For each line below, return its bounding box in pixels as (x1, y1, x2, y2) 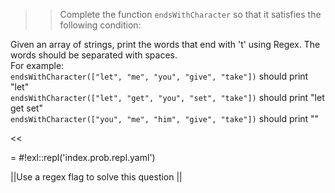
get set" (10, 102, 43, 114)
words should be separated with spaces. (10, 49, 178, 61)
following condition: (59, 19, 142, 31)
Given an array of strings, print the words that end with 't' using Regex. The (10, 39, 321, 50)
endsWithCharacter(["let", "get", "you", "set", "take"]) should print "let (10, 92, 325, 103)
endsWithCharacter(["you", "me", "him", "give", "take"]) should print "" (10, 113, 320, 124)
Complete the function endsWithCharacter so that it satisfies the (59, 9, 322, 20)
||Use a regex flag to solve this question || (10, 171, 183, 183)
